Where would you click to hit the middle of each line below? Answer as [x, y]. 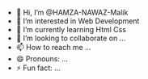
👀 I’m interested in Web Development [78, 21]
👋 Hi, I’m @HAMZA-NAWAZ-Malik [72, 12]
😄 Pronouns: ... [42, 59]
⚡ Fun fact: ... [38, 68]
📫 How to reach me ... [53, 47]
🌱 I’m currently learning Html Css [71, 29]
